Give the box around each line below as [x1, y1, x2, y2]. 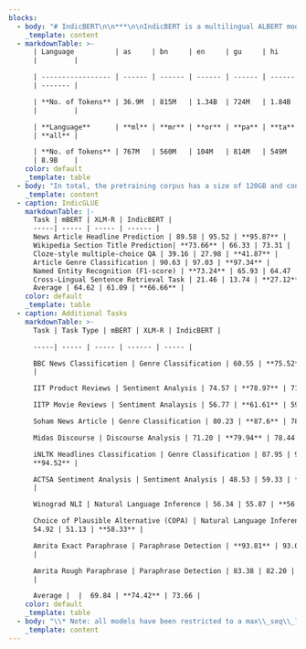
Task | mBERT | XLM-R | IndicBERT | [32, 216, 173, 225]
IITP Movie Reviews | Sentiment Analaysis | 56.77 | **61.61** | [32, 400, 287, 410]
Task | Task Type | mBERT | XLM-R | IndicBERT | [32, 325, 222, 335]
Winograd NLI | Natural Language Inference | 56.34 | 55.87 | [32, 500, 275, 509]
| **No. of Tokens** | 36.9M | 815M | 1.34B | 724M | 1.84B [32, 97, 291, 106]
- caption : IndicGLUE [16, 198, 100, 207]
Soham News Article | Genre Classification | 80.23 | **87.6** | [32, 417, 287, 426]
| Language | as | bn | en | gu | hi [32, 48, 280, 57]
